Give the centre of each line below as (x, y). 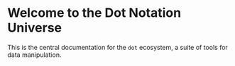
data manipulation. (34, 55)
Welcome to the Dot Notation (94, 13)
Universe (35, 28)
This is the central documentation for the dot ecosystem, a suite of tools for (118, 47)
